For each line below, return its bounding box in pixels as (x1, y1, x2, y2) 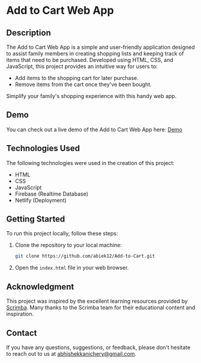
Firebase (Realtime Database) (14, 190, 89, 197)
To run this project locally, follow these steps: (6, 230, 118, 237)
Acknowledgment (6, 281, 74, 292)
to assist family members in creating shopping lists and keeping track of (6, 50, 184, 57)
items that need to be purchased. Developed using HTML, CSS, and (6, 57, 173, 63)
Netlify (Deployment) (14, 196, 67, 203)
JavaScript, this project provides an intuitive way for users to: (6, 63, 158, 70)
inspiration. (6, 311, 34, 318)
